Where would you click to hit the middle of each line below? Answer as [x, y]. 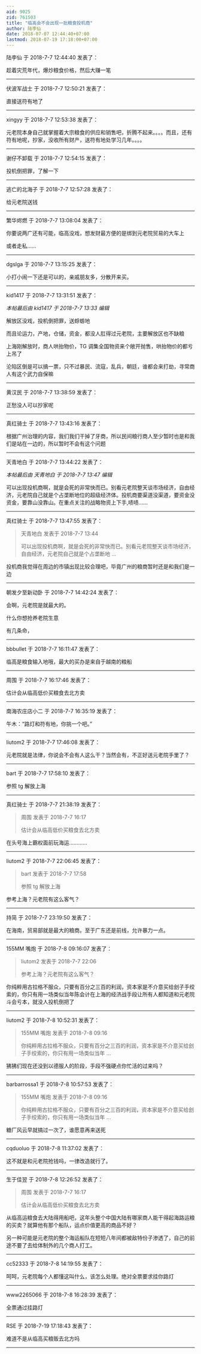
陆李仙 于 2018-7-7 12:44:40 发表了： [52, 57]
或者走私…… [22, 246]
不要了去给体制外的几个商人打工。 [53, 1245]
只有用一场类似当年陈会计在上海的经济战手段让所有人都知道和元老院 [111, 994]
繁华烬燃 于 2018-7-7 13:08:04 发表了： [55, 220]
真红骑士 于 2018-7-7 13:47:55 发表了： [54, 521]
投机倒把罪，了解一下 [32, 171]
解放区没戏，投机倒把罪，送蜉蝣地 [48, 321]
